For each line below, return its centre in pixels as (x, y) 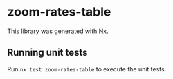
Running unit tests (47, 53)
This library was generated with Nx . (58, 31)
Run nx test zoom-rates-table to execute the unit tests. (87, 69)
